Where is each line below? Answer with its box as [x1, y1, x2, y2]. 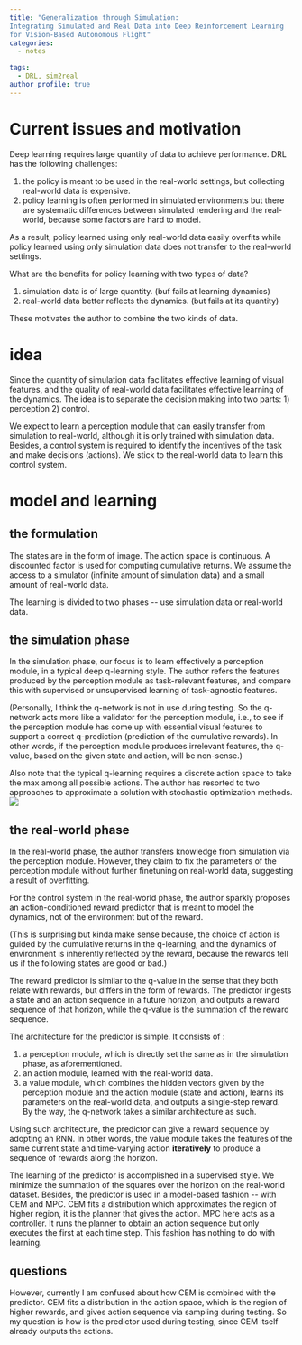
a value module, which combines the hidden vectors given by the [22, 1078, 265, 1089]
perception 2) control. [9, 403, 90, 413]
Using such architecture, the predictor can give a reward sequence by [9, 1124, 270, 1135]
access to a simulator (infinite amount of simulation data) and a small [9, 570, 265, 580]
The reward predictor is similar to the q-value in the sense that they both [9, 976, 279, 987]
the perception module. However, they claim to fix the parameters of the [9, 856, 277, 867]
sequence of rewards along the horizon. [9, 1153, 158, 1164]
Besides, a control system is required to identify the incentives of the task [9, 440, 282, 450]
